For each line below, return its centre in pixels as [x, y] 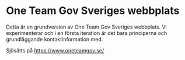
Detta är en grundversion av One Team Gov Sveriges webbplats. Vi [87, 27]
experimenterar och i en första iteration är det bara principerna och [87, 33]
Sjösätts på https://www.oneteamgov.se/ [55, 50]
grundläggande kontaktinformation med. [55, 39]
